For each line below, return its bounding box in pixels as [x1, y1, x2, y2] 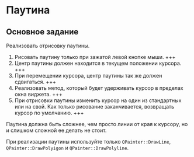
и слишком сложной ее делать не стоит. [6, 127, 107, 134]
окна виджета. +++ [14, 91, 63, 97]
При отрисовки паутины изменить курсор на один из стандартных [14, 97, 182, 104]
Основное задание [6, 27, 79, 37]
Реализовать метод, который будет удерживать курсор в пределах [14, 85, 183, 91]
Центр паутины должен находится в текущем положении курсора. [14, 60, 182, 67]
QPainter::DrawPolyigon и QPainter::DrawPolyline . [6, 144, 129, 151]
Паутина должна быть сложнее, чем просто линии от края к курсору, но [6, 121, 188, 127]
